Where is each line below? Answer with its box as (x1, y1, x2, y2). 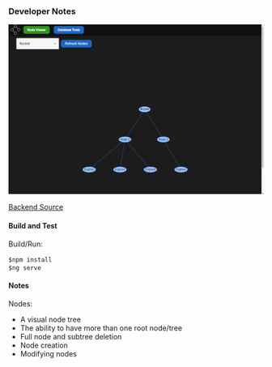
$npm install (8, 255, 53, 264)
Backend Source (8, 203, 64, 212)
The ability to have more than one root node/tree (19, 322, 183, 333)
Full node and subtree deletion (19, 331, 122, 341)
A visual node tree (19, 314, 81, 324)
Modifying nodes (19, 348, 77, 358)
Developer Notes (8, 6, 76, 17)
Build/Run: (8, 239, 43, 249)
